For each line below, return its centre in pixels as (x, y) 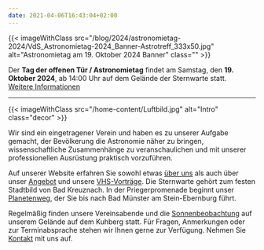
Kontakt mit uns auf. (40, 238)
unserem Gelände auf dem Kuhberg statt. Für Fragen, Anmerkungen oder (127, 222)
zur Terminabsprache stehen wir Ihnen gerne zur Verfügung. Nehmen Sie (127, 230)
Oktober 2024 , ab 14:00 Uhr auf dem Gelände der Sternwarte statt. (117, 78)
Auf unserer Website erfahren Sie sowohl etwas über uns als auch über (124, 173)
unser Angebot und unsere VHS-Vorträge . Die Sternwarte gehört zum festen (132, 181)
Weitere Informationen (44, 86)
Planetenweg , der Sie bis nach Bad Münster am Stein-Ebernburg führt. (123, 198)
